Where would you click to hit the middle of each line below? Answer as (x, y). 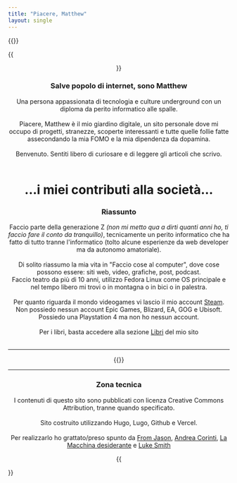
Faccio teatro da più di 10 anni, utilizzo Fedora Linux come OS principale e (119, 280)
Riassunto (119, 212)
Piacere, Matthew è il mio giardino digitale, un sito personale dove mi (119, 123)
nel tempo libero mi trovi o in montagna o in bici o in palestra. (119, 287)
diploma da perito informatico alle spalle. (119, 109)
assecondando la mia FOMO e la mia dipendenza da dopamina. (119, 139)
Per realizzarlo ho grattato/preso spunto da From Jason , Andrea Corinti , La (119, 437)
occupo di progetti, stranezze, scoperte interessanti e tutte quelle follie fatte (119, 131)
